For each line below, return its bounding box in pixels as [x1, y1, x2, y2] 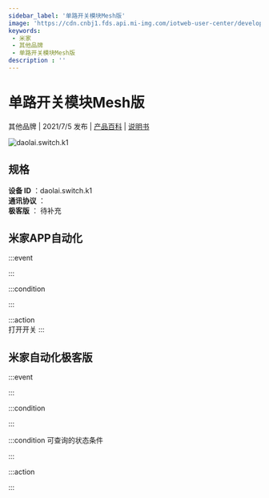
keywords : [8, 26, 42, 34]
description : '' [8, 57, 66, 65]
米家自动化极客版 [8, 350, 93, 364]
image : [8, 19, 30, 27]
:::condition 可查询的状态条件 [8, 435, 104, 445]
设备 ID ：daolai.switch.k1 [8, 185, 93, 195]
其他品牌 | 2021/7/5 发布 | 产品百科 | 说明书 [8, 121, 150, 131]
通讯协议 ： [8, 196, 46, 205]
